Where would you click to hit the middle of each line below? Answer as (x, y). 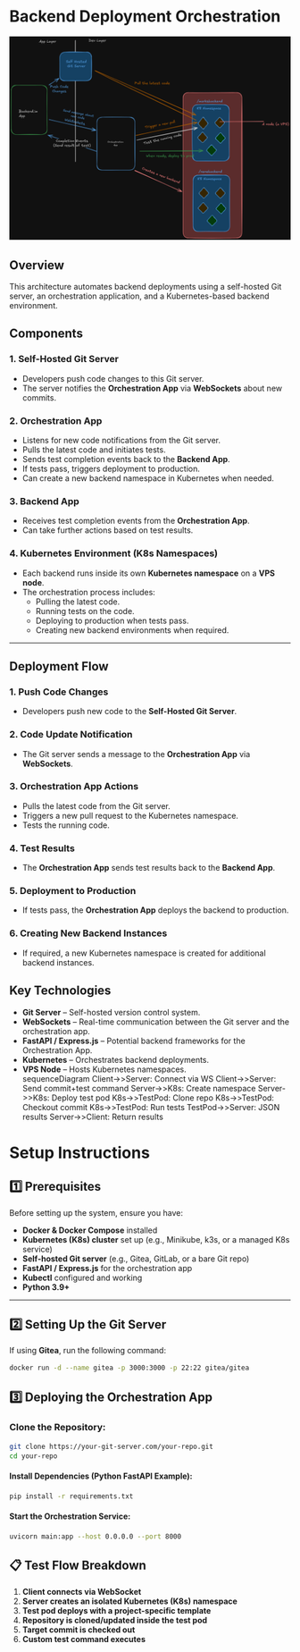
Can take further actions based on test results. (108, 530)
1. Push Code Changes (59, 692)
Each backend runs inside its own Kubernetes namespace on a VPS (148, 573)
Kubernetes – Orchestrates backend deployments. (116, 1059)
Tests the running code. (66, 825)
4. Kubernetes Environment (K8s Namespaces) (114, 553)
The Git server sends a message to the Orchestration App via (136, 754)
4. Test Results (42, 848)
